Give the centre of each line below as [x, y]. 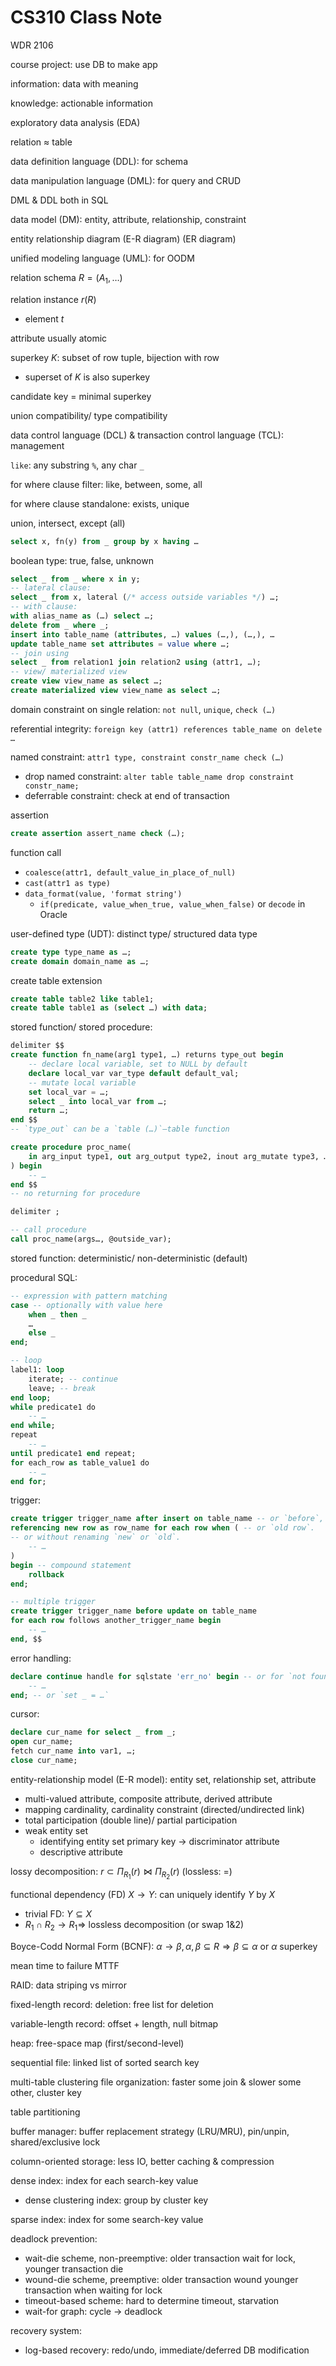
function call [36, 852]
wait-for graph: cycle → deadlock [93, 2311]
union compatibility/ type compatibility [89, 415]
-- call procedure [48, 1230]
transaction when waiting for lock [93, 2290]
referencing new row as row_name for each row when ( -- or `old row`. [162, 1528]
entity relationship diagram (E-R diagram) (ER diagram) [123, 238]
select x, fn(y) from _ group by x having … [104, 541]
